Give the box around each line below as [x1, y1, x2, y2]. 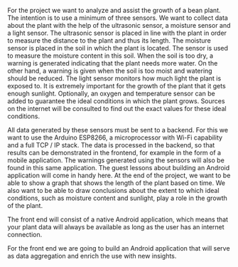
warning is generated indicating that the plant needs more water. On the [7, 59, 218, 67]
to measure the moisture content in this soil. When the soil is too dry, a [7, 51, 214, 60]
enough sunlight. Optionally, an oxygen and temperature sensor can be [7, 89, 215, 98]
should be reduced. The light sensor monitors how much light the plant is [7, 74, 222, 83]
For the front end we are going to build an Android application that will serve [7, 244, 230, 252]
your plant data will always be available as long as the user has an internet [7, 223, 225, 231]
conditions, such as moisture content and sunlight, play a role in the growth [7, 194, 227, 202]
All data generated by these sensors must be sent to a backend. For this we [7, 126, 229, 134]
